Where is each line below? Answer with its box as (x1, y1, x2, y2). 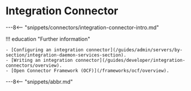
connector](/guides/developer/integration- (75, 57, 186, 63)
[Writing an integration (11, 57, 73, 63)
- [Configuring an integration (5, 46, 84, 53)
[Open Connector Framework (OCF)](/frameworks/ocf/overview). (11, 67, 169, 74)
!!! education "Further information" (5, 35, 90, 42)
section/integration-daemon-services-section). (5, 52, 127, 58)
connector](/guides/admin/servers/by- (86, 46, 183, 53)
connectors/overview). (5, 62, 62, 68)
